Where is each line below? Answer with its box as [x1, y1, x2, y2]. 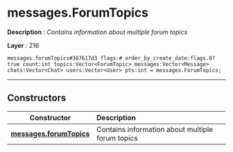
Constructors [7, 92, 67, 104]
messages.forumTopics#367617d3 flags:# [7, 54, 123, 62]
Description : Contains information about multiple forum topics [7, 28, 188, 36]
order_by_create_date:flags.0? [125, 54, 216, 62]
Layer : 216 [7, 41, 40, 49]
